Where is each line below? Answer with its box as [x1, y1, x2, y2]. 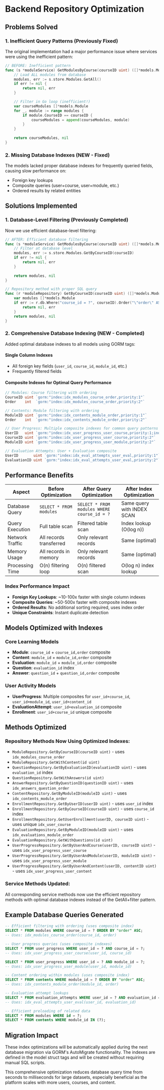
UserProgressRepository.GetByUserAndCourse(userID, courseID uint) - [12, 842, 156, 848]
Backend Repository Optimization [5, 3, 144, 15]
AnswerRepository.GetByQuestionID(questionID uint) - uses [12, 780, 134, 786]
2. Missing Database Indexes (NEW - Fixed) [5, 151, 110, 158]
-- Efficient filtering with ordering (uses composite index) [5, 924, 134, 928]
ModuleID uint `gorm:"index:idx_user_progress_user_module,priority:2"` [5, 440, 156, 445]
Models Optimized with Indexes [5, 624, 103, 632]
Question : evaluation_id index [12, 665, 75, 671]
